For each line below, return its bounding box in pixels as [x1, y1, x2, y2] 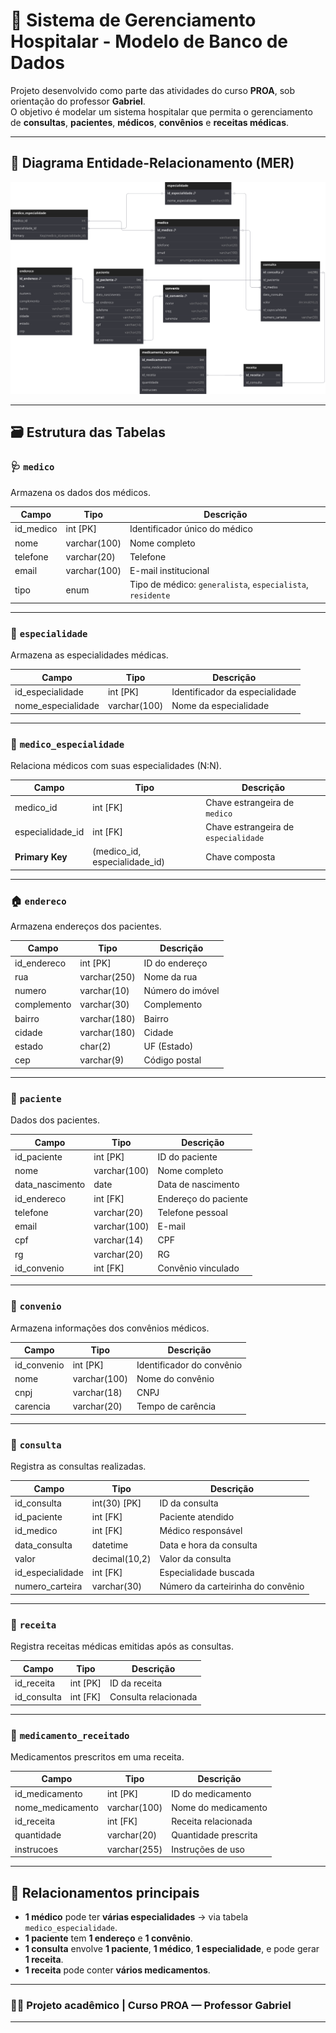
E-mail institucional [129, 565, 210, 577]
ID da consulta [159, 1497, 219, 1509]
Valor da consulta [159, 1552, 232, 1564]
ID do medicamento [171, 1787, 252, 1799]
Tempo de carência [136, 1400, 217, 1413]
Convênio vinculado [157, 1262, 240, 1274]
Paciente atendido [159, 1511, 235, 1523]
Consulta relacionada [109, 1691, 198, 1703]
